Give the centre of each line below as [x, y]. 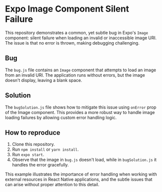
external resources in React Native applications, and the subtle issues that [79, 179]
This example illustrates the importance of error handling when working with [81, 174]
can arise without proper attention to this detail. [52, 185]
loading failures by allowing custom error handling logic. [61, 117]
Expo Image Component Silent [67, 9]
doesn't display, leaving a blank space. [44, 80]
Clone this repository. [33, 144]
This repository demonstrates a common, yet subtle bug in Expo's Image [77, 32]
